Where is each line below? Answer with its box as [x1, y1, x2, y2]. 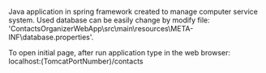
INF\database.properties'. [8, 32, 94, 42]
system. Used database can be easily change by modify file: [8, 15, 211, 25]
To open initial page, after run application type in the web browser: [8, 48, 231, 57]
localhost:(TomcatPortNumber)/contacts [8, 56, 144, 66]
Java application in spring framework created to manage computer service [8, 7, 258, 16]
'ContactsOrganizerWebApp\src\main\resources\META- [8, 24, 194, 33]
